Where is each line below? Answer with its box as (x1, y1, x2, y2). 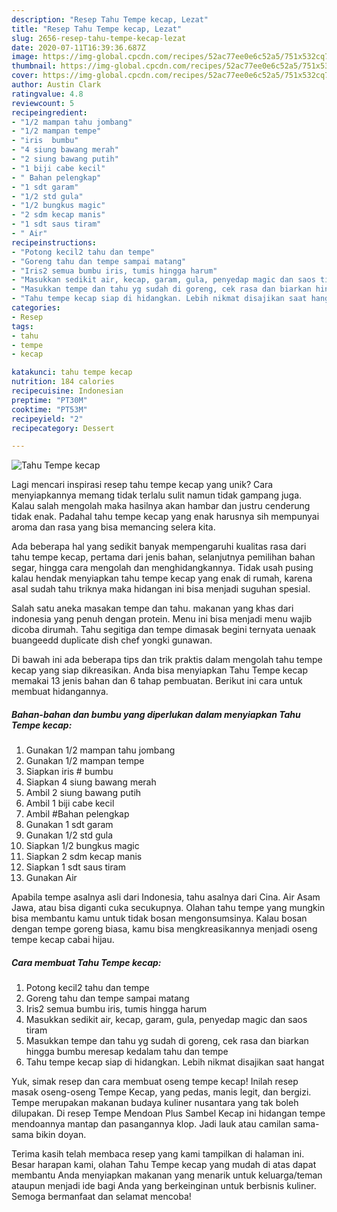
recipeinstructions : (11, 237, 98, 248)
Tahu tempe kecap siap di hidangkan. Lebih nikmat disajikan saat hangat (25, 1056, 325, 1068)
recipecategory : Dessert (11, 423, 115, 433)
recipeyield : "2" (11, 414, 84, 424)
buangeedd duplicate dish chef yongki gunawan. (11, 634, 213, 646)
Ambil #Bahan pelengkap (25, 808, 130, 820)
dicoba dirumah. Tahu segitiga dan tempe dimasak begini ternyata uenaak (11, 624, 316, 636)
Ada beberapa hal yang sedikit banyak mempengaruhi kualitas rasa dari (11, 541, 307, 553)
